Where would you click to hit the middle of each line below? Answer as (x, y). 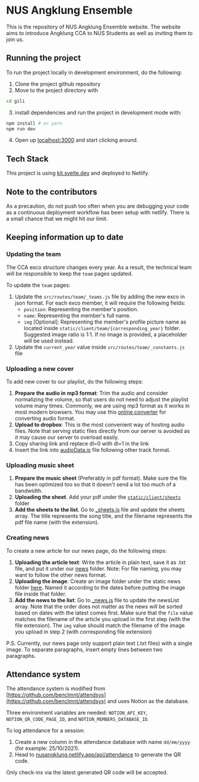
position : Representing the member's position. (81, 309)
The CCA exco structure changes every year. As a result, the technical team (99, 267)
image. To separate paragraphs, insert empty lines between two (84, 649)
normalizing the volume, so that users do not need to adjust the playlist (102, 399)
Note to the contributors (52, 191)
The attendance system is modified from (56, 689)
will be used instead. (49, 341)
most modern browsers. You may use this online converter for (90, 412)
